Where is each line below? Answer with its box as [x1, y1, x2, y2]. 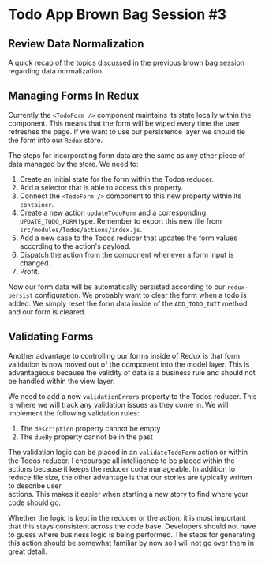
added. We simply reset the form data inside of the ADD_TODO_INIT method [8, 299, 248, 308]
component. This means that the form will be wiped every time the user [8, 118, 241, 128]
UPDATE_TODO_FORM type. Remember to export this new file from [19, 216, 222, 226]
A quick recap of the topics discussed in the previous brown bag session [8, 58, 245, 67]
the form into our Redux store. [8, 135, 103, 145]
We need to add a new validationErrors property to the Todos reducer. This [8, 391, 257, 400]
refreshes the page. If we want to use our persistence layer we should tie [8, 126, 246, 136]
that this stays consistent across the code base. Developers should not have [8, 521, 256, 531]
